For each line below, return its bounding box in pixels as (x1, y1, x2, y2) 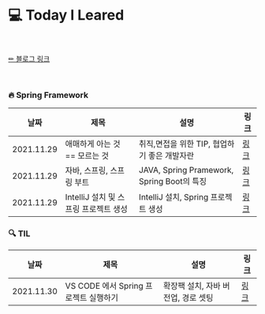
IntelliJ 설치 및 (65, 192, 116, 203)
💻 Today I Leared (8, 6, 125, 24)
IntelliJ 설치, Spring (139, 192, 209, 203)
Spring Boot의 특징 (139, 176, 207, 187)
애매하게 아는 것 (65, 139, 121, 150)
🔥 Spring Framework (8, 89, 89, 100)
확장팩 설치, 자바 (162, 280, 221, 291)
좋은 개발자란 (148, 151, 195, 162)
